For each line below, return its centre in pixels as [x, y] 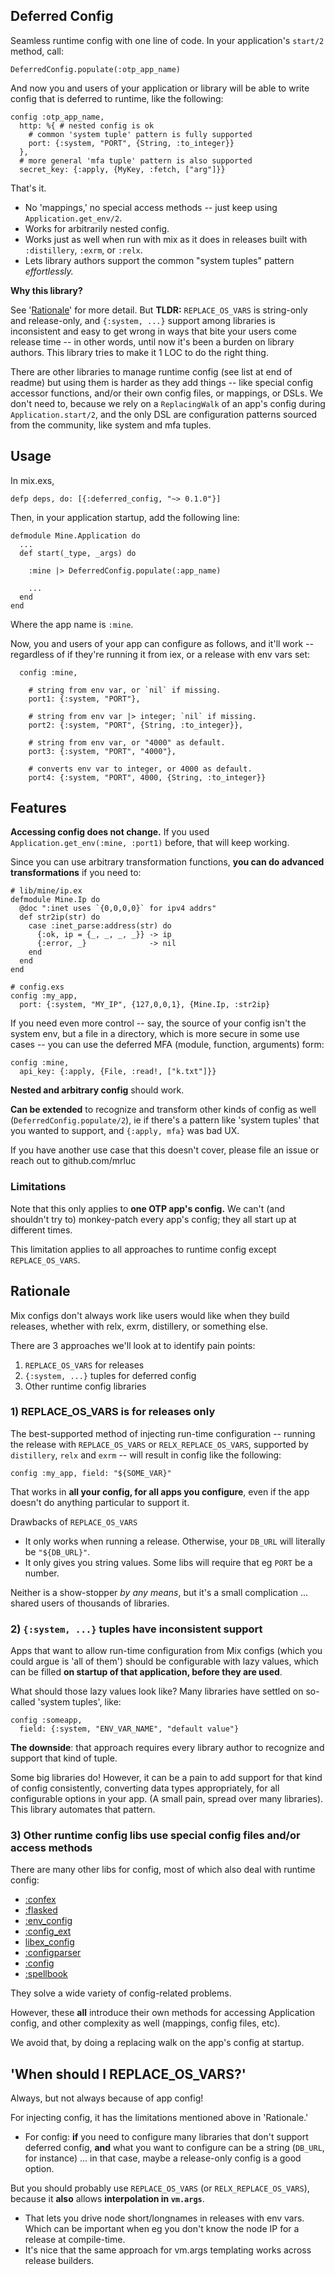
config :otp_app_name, [57, 117]
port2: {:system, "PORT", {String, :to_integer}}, [136, 725]
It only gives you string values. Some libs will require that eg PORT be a [168, 1562]
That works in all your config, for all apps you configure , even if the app [160, 1491]
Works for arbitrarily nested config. [97, 228]
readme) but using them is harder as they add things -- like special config [162, 382]
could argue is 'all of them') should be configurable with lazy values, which [164, 1661]
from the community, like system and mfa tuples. [111, 425]
